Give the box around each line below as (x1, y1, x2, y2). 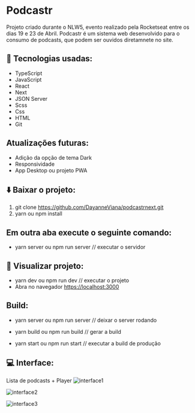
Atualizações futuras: (6, 138, 89, 148)
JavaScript (14, 76, 42, 83)
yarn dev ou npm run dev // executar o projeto (14, 277, 130, 284)
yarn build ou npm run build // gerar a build (14, 328, 121, 335)
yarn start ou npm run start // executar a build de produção (14, 340, 161, 347)
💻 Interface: (6, 358, 54, 368)
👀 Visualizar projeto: (6, 261, 84, 271)
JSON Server (14, 95, 48, 102)
